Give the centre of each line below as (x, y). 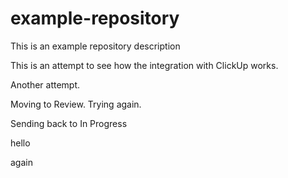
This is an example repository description (95, 46)
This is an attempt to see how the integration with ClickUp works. (144, 65)
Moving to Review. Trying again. (76, 104)
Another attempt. (45, 84)
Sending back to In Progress (69, 123)
